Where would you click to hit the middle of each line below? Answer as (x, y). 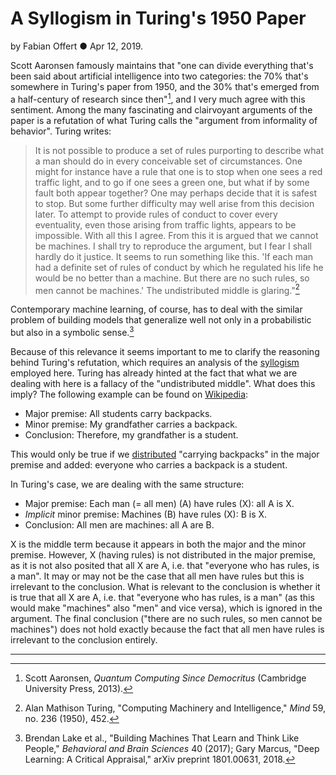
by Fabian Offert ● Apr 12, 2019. (77, 46)
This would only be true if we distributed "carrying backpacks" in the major (165, 454)
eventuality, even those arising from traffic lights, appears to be (165, 224)
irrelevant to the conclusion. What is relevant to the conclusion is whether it (165, 586)
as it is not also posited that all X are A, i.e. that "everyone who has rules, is (165, 565)
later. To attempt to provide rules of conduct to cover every (156, 214)
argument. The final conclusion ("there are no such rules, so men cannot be (166, 618)
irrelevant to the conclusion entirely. (84, 639)
